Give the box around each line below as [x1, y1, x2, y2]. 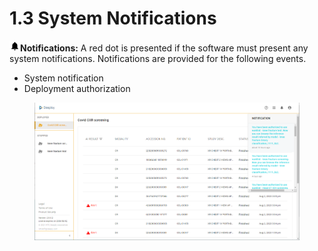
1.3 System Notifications [9, 7, 217, 30]
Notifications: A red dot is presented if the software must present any [20, 42, 309, 54]
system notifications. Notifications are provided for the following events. [9, 52, 307, 64]
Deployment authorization [23, 82, 131, 94]
